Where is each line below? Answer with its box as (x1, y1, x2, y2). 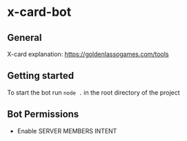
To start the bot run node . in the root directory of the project (7, 88, 181, 97)
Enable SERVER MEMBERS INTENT (17, 126, 117, 135)
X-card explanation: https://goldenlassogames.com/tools (7, 50, 169, 58)
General (7, 32, 43, 44)
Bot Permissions (7, 109, 79, 120)
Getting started (7, 70, 75, 82)
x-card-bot (7, 4, 72, 20)
